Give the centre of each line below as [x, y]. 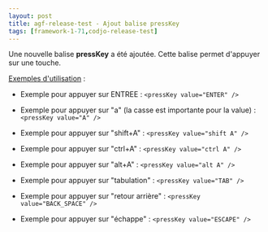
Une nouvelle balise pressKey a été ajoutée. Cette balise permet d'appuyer [134, 55]
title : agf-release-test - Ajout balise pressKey [94, 24]
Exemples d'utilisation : [47, 79]
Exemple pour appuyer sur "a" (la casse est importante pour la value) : [138, 110]
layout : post [30, 16]
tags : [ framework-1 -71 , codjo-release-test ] [83, 31]
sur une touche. [35, 63]
